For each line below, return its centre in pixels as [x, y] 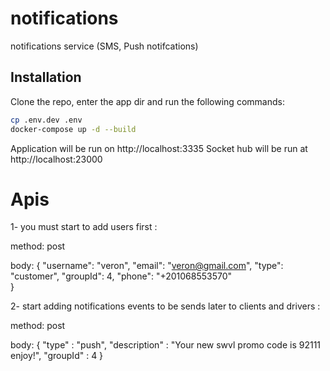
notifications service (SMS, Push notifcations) [104, 46]
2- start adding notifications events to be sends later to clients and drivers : [165, 306]
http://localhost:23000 [56, 159]
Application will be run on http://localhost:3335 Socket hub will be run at [159, 148]
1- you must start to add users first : [84, 227]
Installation [46, 77]
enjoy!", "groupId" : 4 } [57, 356]
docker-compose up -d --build [73, 129]
